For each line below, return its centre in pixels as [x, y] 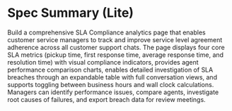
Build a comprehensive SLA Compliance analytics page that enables [107, 32]
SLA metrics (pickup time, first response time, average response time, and [116, 55]
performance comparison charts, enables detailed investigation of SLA [110, 70]
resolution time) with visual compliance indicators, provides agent [103, 62]
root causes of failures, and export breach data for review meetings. [107, 99]
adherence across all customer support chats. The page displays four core [116, 47]
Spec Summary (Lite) [71, 13]
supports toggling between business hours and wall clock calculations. [111, 84]
